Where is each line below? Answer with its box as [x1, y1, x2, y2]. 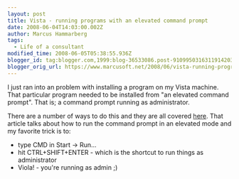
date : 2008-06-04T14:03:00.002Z [7, 23, 103, 31]
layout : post [7, 10, 46, 18]
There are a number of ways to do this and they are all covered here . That [7, 112, 223, 120]
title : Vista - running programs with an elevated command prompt [7, 17, 208, 24]
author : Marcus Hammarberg [7, 30, 87, 38]
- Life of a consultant [14, 43, 84, 50]
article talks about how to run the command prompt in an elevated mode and [7, 119, 232, 128]
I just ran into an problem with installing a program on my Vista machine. [7, 82, 219, 91]
